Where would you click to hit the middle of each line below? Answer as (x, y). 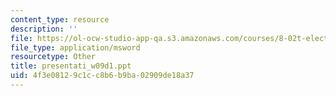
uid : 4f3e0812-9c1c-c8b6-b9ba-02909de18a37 (102, 76)
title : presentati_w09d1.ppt (71, 66)
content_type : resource (60, 19)
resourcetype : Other (53, 57)
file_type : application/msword (75, 47)
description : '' (44, 29)
